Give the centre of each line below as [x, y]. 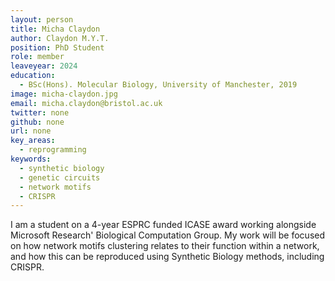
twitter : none [40, 112]
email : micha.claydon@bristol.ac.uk [86, 103]
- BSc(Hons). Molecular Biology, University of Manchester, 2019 [158, 85]
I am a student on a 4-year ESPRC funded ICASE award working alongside [163, 225]
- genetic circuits [60, 177]
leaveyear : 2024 [44, 66]
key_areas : [33, 141]
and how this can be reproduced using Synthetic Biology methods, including [167, 257]
